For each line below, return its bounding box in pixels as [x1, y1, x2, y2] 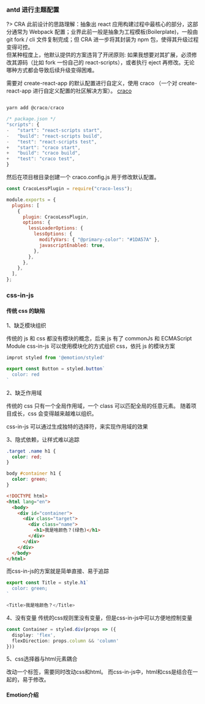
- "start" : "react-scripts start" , [6, 127, 103, 133]
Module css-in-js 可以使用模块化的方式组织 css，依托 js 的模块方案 [6, 342, 176, 350]
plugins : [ [12, 202, 40, 209]
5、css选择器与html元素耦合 [6, 655, 78, 663]
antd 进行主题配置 [6, 5, 59, 13]
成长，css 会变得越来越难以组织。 [11, 410, 97, 417]
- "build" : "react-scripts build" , [6, 133, 103, 139]
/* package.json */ [6, 116, 56, 122]
